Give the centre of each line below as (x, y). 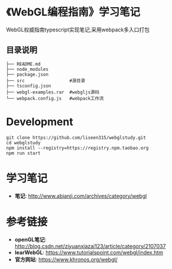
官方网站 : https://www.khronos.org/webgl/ (66, 259)
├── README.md (24, 64)
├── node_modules (27, 69)
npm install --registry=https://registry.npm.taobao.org (77, 148)
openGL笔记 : (30, 239)
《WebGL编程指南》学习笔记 (73, 12)
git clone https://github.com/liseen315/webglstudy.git (76, 137)
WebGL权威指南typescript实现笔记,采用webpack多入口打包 (78, 30)
